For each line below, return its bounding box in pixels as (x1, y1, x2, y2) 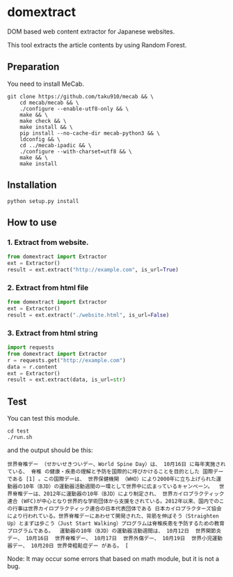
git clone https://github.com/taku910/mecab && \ (7, 93, 154, 100)
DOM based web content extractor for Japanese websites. (7, 27, 175, 36)
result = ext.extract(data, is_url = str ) (7, 376, 127, 384)
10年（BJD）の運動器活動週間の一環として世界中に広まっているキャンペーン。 (22, 483, 214, 490)
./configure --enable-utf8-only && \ (19, 105, 129, 112)
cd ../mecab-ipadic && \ (19, 142, 92, 149)
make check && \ (19, 117, 67, 124)
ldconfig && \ (19, 135, 61, 143)
